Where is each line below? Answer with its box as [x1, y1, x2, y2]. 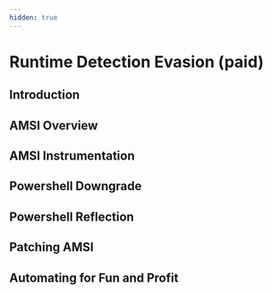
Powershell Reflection [9, 209, 134, 224]
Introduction [9, 87, 81, 103]
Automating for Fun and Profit [9, 270, 179, 285]
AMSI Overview [9, 117, 98, 133]
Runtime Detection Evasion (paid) [9, 51, 264, 72]
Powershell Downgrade [9, 178, 142, 194]
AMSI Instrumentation [9, 148, 135, 163]
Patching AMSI [9, 239, 94, 255]
